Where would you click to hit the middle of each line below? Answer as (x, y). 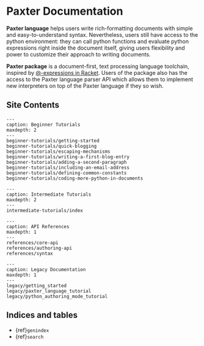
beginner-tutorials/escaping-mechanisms (59, 152)
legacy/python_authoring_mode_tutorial (57, 296)
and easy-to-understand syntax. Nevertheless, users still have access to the (102, 34)
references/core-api (33, 243)
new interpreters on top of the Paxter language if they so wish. (85, 86)
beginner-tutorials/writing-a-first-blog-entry (68, 157)
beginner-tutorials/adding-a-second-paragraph (67, 162)
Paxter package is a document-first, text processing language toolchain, (98, 66)
